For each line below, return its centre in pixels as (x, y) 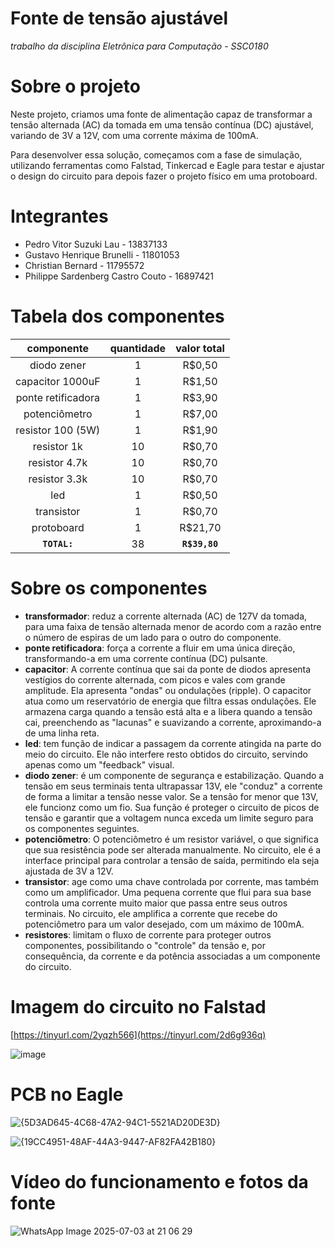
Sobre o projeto (75, 86)
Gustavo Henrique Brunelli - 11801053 (102, 254)
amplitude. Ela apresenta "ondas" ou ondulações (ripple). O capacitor (168, 690)
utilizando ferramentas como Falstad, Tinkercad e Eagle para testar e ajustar (167, 165)
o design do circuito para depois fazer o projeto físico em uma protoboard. (164, 176)
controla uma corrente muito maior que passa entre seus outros (156, 903)
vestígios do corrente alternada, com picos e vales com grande (155, 679)
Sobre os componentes (109, 588)
